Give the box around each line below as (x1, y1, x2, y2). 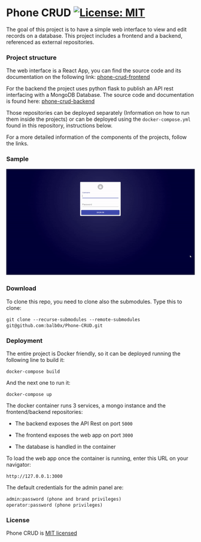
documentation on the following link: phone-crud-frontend (6, 74, 151, 81)
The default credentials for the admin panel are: (6, 484, 124, 491)
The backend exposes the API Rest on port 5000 (14, 420, 133, 427)
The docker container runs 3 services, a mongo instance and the (6, 402, 166, 409)
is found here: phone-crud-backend (6, 98, 95, 105)
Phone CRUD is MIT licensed (6, 529, 78, 537)
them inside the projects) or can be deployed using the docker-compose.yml (6, 115, 191, 123)
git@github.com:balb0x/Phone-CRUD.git (6, 322, 103, 328)
